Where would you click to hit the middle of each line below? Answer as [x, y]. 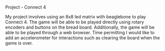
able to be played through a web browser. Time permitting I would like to [80, 32]
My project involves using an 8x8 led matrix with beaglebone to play [76, 17]
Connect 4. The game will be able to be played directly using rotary [75, 22]
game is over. [19, 43]
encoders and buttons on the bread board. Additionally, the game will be [80, 27]
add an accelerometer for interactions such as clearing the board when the [82, 38]
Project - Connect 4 [26, 7]
